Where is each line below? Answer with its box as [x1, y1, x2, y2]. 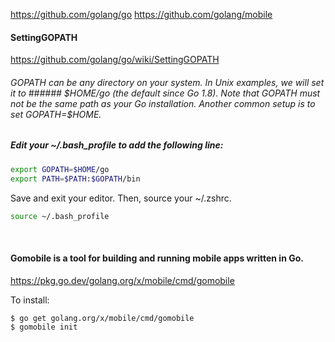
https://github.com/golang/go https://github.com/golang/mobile [10, 9, 273, 20]
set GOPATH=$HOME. [10, 108, 102, 120]
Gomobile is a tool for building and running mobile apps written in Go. [10, 252, 304, 264]
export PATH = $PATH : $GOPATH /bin [10, 174, 141, 184]
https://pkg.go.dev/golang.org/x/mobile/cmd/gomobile [10, 274, 235, 286]
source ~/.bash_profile [10, 211, 110, 221]
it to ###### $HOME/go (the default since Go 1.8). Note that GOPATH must [10, 87, 321, 99]
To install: [10, 294, 50, 306]
